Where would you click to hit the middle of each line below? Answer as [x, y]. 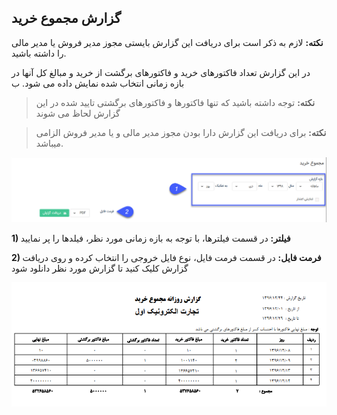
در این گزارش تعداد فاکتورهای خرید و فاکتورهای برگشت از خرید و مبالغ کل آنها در [161, 72]
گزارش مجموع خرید [66, 18]
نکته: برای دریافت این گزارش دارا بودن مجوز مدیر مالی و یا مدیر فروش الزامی [181, 132]
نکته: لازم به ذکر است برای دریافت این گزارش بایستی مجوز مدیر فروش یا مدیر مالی [167, 42]
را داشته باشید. [39, 53]
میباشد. [49, 143]
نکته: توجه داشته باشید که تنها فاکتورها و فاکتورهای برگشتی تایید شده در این [175, 102]
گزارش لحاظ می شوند [78, 113]
